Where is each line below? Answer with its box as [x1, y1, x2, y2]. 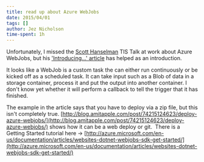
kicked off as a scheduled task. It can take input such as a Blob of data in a [6, 73, 194, 80]
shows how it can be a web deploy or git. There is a [49, 123, 181, 130]
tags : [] [6, 20, 29, 26]
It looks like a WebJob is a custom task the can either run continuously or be [6, 66, 198, 73]
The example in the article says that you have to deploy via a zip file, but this [6, 104, 198, 111]
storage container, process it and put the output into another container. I [6, 79, 188, 87]
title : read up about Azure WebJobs [6, 8, 99, 15]
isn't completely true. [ [6, 110, 63, 118]
